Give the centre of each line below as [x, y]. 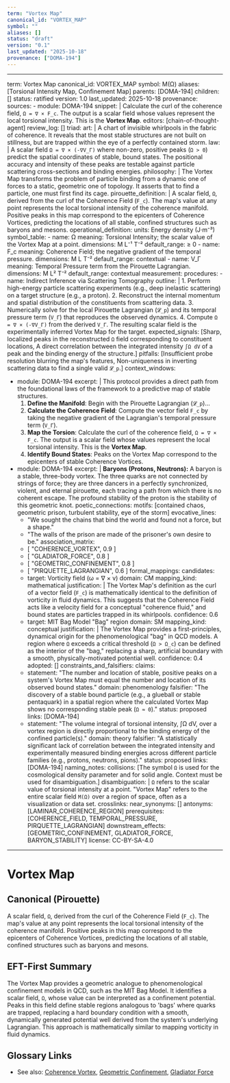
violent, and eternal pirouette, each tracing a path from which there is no [119, 490]
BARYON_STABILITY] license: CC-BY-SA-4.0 [90, 840]
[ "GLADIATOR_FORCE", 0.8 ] [68, 556]
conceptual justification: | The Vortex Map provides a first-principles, [124, 629]
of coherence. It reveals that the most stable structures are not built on [107, 135]
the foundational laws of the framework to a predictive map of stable [114, 389]
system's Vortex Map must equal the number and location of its [117, 680]
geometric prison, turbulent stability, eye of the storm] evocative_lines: [117, 512]
